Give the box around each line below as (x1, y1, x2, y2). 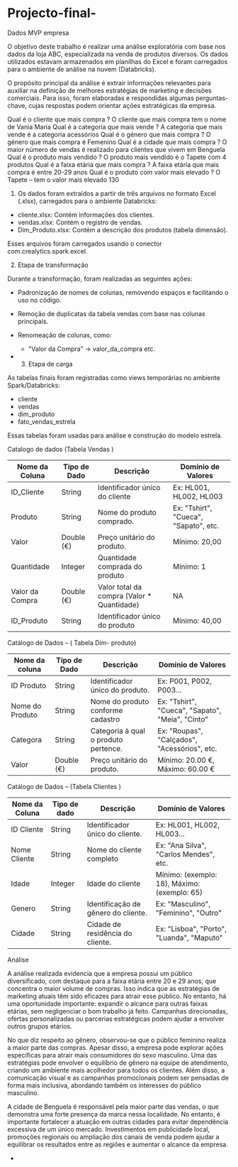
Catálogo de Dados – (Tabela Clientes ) (7, 782, 122, 791)
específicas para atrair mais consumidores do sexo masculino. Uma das (7, 1051, 217, 1059)
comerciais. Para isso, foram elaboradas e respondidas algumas (7, 94, 195, 102)
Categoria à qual (90, 726, 145, 736)
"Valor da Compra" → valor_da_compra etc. (28, 344, 156, 353)
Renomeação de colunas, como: (17, 330, 112, 339)
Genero (11, 903, 36, 913)
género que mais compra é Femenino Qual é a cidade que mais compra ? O (7, 137, 227, 146)
